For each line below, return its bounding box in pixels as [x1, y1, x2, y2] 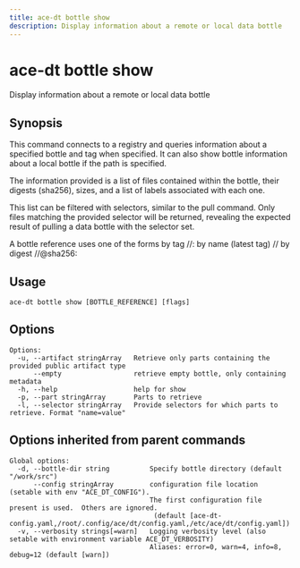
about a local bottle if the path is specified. [9, 158, 167, 169]
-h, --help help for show [17, 385, 186, 394]
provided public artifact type [9, 361, 126, 370]
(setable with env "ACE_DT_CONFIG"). [9, 487, 150, 496]
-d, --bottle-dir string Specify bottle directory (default [17, 464, 282, 473]
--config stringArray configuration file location [32, 479, 258, 488]
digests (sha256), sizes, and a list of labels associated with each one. [9, 185, 266, 196]
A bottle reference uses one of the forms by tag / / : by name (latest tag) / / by [9, 239, 290, 250]
